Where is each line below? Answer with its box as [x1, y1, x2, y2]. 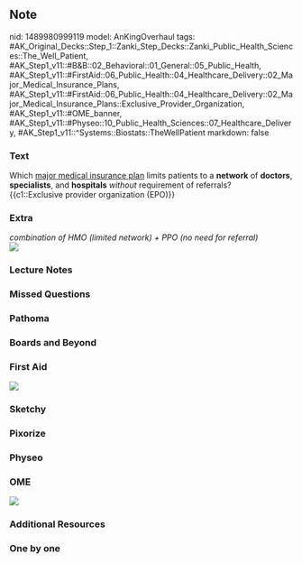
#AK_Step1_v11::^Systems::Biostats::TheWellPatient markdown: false [17, 126, 270, 138]
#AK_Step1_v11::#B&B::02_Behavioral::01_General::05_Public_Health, [9, 60, 261, 70]
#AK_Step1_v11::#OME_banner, [9, 107, 123, 118]
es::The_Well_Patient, [9, 50, 88, 61]
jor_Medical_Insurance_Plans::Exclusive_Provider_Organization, [9, 98, 245, 109]
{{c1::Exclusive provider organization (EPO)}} [9, 189, 176, 200]
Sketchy [9, 403, 47, 416]
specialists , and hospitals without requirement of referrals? [9, 180, 232, 190]
